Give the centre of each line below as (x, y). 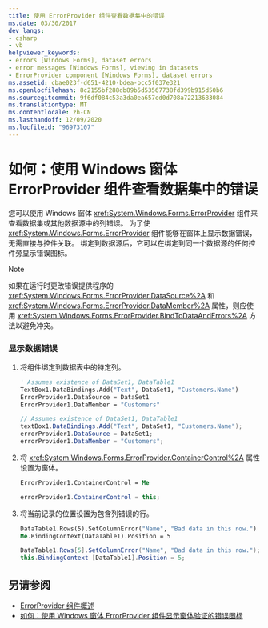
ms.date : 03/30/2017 (43, 23)
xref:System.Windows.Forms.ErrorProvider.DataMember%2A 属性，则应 (128, 306)
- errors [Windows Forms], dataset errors (80, 61)
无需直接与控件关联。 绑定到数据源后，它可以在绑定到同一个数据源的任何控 (132, 243)
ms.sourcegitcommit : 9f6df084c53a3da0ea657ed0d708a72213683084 (116, 98)
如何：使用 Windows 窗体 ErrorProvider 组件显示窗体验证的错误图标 (131, 616)
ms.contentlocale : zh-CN (50, 113)
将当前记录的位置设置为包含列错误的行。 (86, 514)
